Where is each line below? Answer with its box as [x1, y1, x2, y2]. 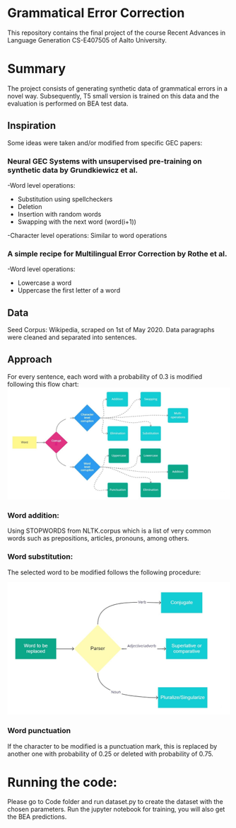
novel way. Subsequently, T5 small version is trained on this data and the [7, 91, 220, 100]
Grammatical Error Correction [7, 5, 185, 21]
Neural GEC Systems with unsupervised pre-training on [7, 156, 203, 166]
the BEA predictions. [7, 812, 67, 821]
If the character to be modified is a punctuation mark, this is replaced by [7, 742, 218, 750]
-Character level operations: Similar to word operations [7, 231, 167, 239]
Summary [7, 61, 66, 77]
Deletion [17, 202, 42, 210]
